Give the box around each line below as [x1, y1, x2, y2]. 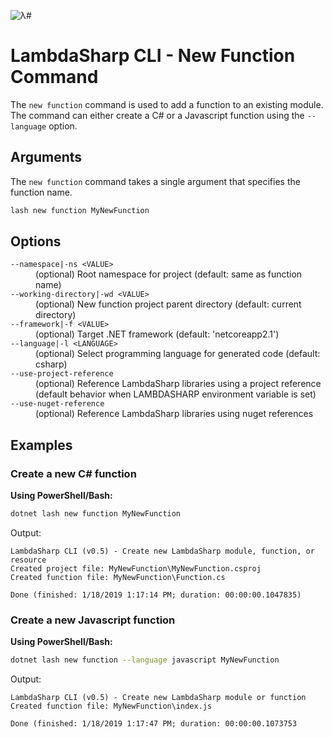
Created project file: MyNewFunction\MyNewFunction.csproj [10, 564, 262, 574]
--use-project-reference [10, 369, 114, 379]
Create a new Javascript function [10, 613, 176, 627]
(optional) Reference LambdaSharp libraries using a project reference [35, 378, 322, 390]
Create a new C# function [10, 466, 137, 480]
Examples [10, 436, 73, 454]
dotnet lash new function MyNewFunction [10, 509, 182, 519]
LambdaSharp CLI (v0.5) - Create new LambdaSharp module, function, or [10, 546, 315, 556]
